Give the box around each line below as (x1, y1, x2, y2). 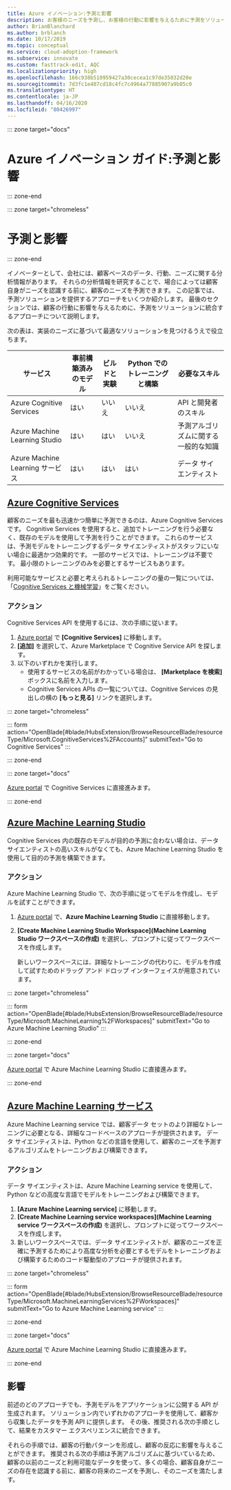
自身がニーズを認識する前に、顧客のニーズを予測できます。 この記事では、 (7, 286, 219, 294)
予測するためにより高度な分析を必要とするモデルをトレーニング (29, 1246, 210, 1254)
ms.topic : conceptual (7, 42, 69, 49)
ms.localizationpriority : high (7, 68, 97, 74)
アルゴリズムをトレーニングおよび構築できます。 (12, 1146, 151, 1154)
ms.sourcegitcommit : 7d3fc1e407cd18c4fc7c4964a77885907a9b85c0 (7, 81, 192, 87)
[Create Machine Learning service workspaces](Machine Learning (16, 1212, 212, 1221)
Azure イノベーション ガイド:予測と (7, 151, 208, 167)
